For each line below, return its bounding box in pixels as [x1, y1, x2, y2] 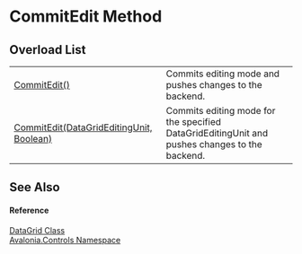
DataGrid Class [9, 224, 66, 235]
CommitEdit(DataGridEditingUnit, [13, 121, 153, 134]
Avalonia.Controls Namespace [9, 234, 121, 245]
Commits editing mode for [165, 105, 276, 117]
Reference [9, 205, 49, 215]
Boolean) [13, 133, 52, 145]
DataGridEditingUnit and [165, 127, 268, 139]
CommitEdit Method [9, 6, 163, 27]
